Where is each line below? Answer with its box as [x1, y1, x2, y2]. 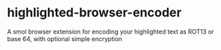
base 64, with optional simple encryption [7, 34, 122, 42]
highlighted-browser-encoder [7, 5, 182, 21]
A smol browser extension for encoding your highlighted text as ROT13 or [7, 27, 214, 36]
